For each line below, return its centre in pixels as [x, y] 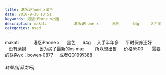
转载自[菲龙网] [20, 67]
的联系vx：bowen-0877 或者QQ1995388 [49, 55]
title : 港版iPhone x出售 [29, 10]
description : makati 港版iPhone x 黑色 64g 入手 [82, 23]
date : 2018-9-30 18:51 [28, 14]
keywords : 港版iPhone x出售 [33, 19]
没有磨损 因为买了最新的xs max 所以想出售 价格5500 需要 [84, 49]
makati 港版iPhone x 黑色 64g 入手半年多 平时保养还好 [79, 43]
